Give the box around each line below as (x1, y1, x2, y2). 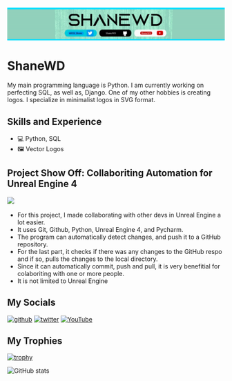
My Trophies (7, 335, 63, 347)
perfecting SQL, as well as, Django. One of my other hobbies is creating (7, 88, 211, 97)
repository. (17, 240, 48, 248)
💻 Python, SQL (17, 135, 61, 143)
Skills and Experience (7, 115, 102, 128)
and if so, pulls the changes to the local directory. (17, 255, 158, 263)
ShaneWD (7, 58, 66, 74)
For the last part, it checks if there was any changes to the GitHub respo (17, 247, 222, 255)
